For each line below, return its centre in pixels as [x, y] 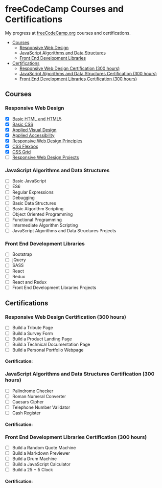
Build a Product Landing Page [42, 339]
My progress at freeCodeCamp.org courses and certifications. [68, 33]
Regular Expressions [33, 192]
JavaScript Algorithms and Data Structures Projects [64, 230]
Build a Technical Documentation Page [51, 344]
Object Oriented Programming [43, 214]
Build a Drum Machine [35, 459]
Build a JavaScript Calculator [41, 464]
